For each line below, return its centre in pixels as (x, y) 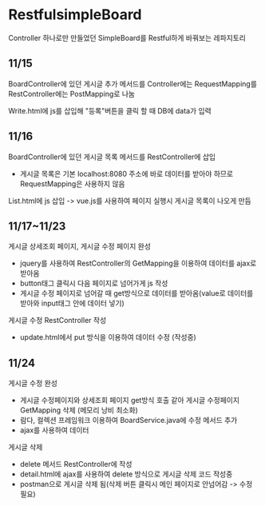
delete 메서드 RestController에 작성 (76, 464)
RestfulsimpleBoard (75, 15)
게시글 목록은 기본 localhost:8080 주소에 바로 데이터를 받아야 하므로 (127, 173)
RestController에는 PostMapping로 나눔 (72, 94)
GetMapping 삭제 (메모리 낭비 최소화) (79, 410)
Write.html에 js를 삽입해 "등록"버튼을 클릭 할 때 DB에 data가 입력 (110, 110)
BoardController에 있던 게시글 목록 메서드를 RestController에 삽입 (112, 157)
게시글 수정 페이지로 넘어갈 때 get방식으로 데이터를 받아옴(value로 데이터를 (136, 293)
